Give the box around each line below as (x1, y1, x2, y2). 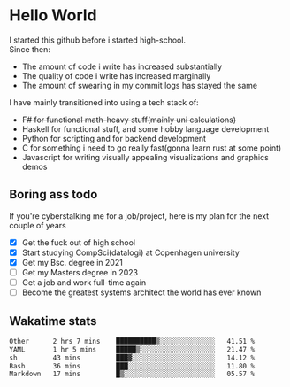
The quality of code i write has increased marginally (21, 70, 211, 81)
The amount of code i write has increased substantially (21, 61, 223, 72)
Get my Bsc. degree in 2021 (21, 257, 124, 267)
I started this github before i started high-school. (9, 35, 187, 45)
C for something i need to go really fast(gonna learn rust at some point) (21, 143, 282, 153)
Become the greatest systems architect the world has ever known (21, 287, 262, 298)
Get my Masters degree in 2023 (21, 267, 139, 277)
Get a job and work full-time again (21, 277, 147, 288)
